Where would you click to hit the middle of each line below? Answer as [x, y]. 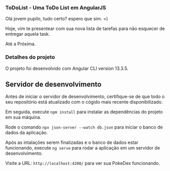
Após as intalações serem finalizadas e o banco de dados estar [72, 142]
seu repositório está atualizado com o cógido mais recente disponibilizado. [84, 102]
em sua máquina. [23, 117]
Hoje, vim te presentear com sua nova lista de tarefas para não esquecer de [85, 29]
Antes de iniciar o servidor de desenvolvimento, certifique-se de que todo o [85, 96]
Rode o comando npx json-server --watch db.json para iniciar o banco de [84, 127]
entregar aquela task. [28, 34]
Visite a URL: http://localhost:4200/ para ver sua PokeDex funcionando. [83, 163]
